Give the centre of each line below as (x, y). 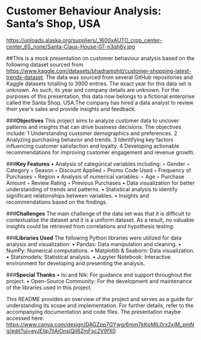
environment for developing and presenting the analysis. (76, 263)
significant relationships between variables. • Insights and (78, 195)
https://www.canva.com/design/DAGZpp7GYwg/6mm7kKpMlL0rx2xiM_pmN (100, 324)
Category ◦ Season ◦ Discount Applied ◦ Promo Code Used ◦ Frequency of (99, 170)
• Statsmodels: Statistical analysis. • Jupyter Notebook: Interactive (89, 257)
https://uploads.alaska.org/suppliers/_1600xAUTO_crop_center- (84, 40)
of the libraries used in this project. (49, 287)
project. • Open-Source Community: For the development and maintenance (99, 281)
